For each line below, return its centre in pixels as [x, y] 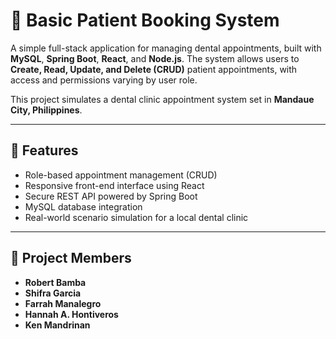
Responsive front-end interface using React [114, 185]
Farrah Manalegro [63, 303]
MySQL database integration [83, 206]
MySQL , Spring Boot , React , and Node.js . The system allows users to [155, 58]
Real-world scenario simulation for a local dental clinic [136, 217]
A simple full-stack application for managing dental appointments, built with [166, 48]
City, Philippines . [46, 110]
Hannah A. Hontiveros [71, 314]
